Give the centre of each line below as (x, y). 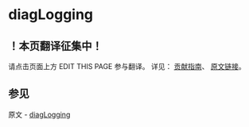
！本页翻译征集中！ (55, 46)
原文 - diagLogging (39, 114)
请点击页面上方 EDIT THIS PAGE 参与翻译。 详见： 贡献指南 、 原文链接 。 (127, 66)
